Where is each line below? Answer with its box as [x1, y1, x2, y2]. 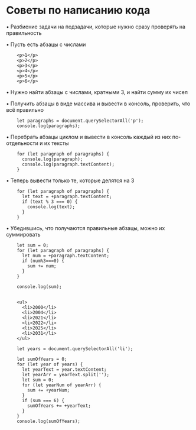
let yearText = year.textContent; [21, 366, 107, 373]
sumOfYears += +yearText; [27, 403, 92, 409]
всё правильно [6, 106, 44, 113]
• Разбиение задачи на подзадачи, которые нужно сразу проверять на [6, 23, 186, 30]
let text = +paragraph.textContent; [21, 193, 112, 199]
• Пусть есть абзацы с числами [6, 41, 86, 48]
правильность [6, 29, 43, 36]
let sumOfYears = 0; [17, 356, 67, 362]
